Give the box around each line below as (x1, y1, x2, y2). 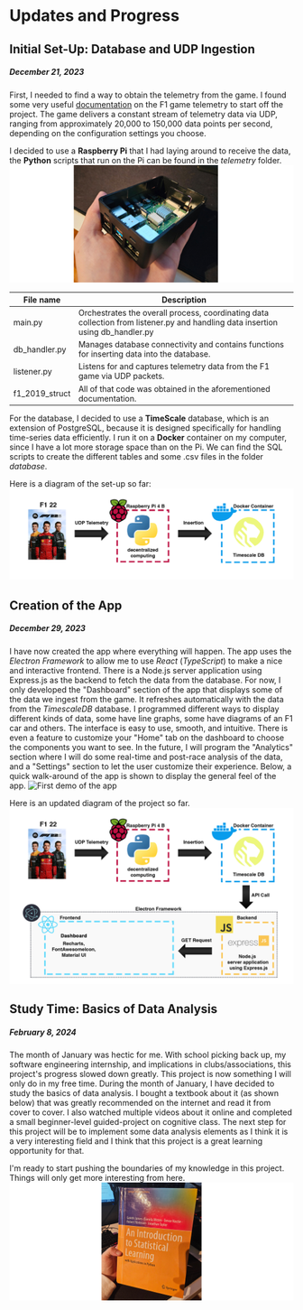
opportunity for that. (9, 1145, 85, 1156)
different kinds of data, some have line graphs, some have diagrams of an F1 (9, 712, 293, 723)
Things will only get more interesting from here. (9, 1172, 186, 1183)
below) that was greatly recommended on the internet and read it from (9, 1097, 271, 1108)
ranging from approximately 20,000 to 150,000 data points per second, (9, 118, 273, 129)
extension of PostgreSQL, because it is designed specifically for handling (9, 423, 281, 433)
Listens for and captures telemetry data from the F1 (78, 361, 271, 372)
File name (23, 294, 61, 305)
